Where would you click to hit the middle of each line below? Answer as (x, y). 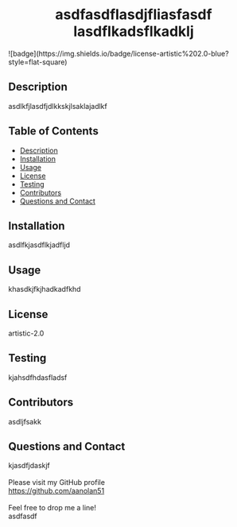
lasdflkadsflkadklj (134, 31)
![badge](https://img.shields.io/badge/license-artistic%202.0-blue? (118, 53)
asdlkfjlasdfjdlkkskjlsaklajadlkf (58, 106)
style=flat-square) (38, 62)
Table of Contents (54, 132)
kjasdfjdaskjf (29, 466)
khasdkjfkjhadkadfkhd (45, 289)
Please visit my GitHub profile (57, 482)
